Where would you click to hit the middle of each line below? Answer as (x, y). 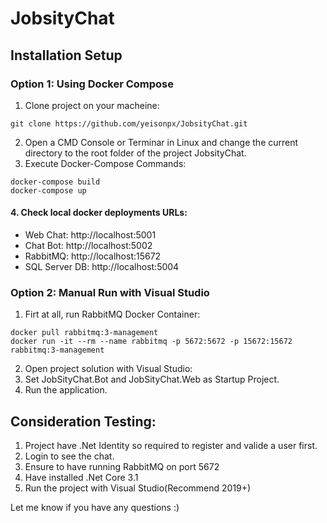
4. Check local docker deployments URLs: (99, 213)
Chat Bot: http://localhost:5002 (88, 246)
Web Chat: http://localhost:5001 (90, 235)
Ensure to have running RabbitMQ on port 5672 (122, 467)
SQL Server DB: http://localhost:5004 (102, 267)
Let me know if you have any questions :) (95, 508)
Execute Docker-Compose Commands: (105, 163)
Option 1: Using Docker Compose (92, 84)
